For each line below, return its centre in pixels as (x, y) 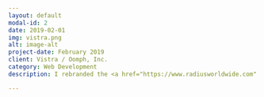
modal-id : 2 (28, 23)
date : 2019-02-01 (37, 30)
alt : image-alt (33, 45)
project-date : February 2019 (56, 52)
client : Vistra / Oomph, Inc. (58, 60)
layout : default (35, 15)
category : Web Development (53, 67)
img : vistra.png (35, 37)
